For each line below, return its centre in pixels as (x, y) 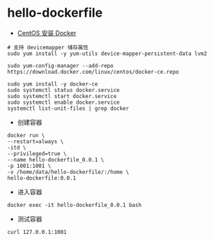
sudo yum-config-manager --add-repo (60, 65)
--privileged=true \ (37, 154)
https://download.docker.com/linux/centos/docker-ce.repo (93, 72)
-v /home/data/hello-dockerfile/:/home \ (68, 172)
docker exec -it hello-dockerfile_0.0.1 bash (74, 205)
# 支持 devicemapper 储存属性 (48, 47)
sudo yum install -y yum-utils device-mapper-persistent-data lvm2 (107, 54)
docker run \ (26, 135)
